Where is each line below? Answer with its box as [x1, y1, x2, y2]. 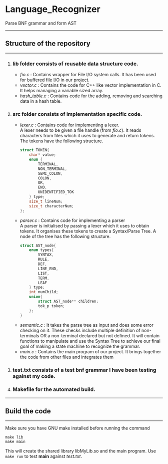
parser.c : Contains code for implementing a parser [19, 217, 125, 223]
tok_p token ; [37, 303, 65, 309]
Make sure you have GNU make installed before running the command [5, 425, 150, 431]
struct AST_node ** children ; [37, 299, 99, 304]
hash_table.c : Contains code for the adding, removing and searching [19, 93, 162, 99]
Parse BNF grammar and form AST [5, 20, 76, 26]
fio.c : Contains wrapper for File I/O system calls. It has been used [19, 72, 156, 78]
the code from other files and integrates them [19, 354, 114, 360]
